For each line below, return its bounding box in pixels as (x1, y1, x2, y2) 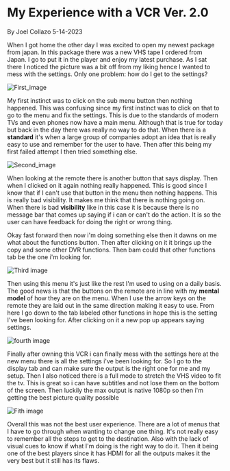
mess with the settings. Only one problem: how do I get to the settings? (7, 70, 208, 78)
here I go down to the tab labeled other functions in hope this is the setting (7, 309, 218, 317)
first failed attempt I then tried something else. (7, 147, 138, 156)
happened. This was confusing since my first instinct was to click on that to (7, 104, 220, 112)
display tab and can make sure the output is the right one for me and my (7, 364, 211, 372)
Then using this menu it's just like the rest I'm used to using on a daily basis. (7, 279, 222, 287)
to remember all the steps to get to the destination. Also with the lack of (7, 434, 209, 443)
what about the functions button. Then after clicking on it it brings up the (7, 238, 212, 246)
